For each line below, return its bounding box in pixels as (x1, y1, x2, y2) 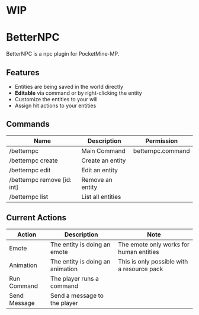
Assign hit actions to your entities (14, 102, 97, 109)
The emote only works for (118, 240, 190, 249)
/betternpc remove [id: (9, 175, 72, 184)
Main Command (81, 146, 126, 155)
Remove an (81, 175, 113, 184)
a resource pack (118, 265, 163, 273)
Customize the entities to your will (14, 95, 98, 102)
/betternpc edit (9, 166, 51, 174)
